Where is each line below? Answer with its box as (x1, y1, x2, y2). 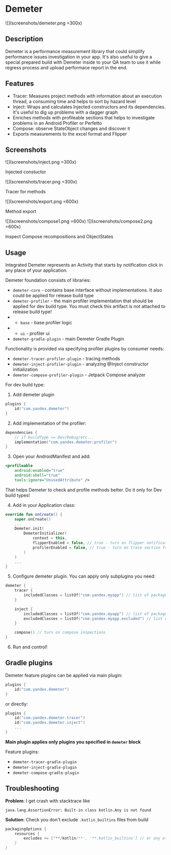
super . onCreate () (14, 516, 51, 522)
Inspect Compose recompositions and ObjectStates (5, 234, 113, 240)
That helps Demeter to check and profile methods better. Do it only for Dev (5, 486, 162, 493)
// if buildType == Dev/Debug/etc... (14, 434, 95, 440)
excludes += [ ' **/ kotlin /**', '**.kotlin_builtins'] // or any (23, 836, 160, 841)
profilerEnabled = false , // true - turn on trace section (32, 545, 160, 550)
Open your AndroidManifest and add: (12, 453, 91, 459)
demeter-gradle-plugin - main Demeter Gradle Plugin (12, 336, 125, 342)
